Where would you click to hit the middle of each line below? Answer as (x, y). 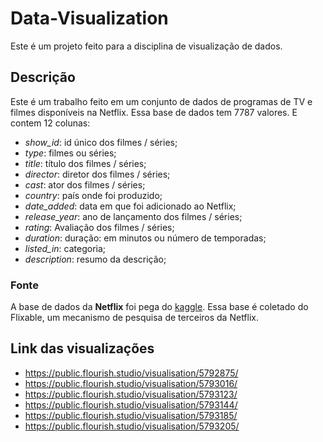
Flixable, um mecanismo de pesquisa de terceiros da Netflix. (135, 318)
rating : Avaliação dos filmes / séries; (99, 227)
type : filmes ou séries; (70, 153)
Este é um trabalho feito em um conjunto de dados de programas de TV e (161, 101)
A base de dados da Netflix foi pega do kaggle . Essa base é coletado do (159, 307)
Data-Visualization (89, 18)
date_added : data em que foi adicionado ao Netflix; (130, 206)
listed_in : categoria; (65, 248)
